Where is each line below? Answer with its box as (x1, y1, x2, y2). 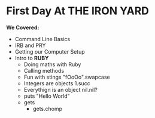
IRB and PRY (14, 42, 46, 49)
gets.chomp (32, 105, 63, 112)
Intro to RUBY (14, 54, 49, 61)
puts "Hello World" (23, 92, 70, 100)
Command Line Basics (14, 35, 71, 42)
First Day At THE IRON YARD (6, 4, 150, 18)
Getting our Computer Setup (14, 48, 85, 55)
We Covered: (6, 24, 39, 31)
